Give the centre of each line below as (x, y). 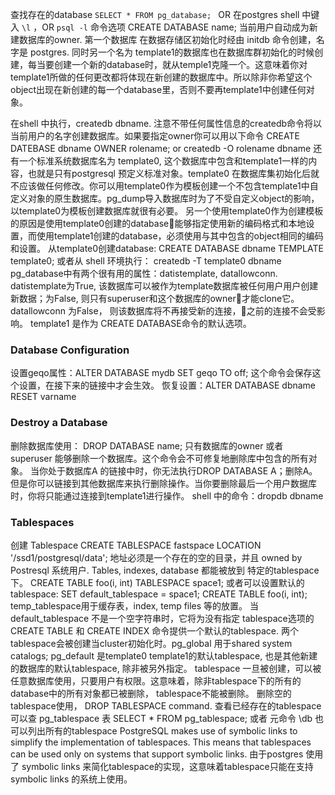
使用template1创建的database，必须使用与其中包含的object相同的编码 (180, 236)
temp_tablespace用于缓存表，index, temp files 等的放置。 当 (135, 605)
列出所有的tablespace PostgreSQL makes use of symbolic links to (162, 730)
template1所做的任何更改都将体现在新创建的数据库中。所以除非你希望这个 (161, 77)
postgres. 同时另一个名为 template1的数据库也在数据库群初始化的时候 (172, 52)
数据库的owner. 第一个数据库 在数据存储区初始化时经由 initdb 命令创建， (167, 39)
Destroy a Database (59, 423)
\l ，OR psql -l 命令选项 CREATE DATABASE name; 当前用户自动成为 (165, 27)
